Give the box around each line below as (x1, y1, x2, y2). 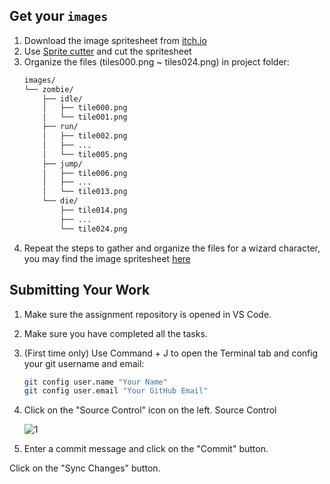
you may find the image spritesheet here (23, 252, 191, 264)
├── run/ (42, 122, 79, 132)
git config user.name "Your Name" (23, 377, 168, 387)
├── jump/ (42, 159, 83, 169)
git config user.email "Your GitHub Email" (23, 386, 209, 396)
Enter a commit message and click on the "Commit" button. (23, 443, 269, 455)
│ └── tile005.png (42, 149, 128, 159)
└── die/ (42, 196, 79, 206)
